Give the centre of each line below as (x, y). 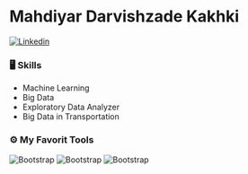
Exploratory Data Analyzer (71, 107)
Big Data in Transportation (71, 117)
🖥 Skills (26, 65)
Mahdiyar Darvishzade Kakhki (124, 17)
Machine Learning (56, 88)
